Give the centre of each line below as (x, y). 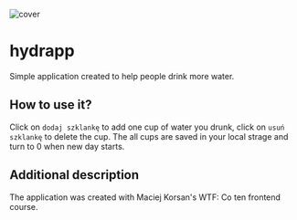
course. (24, 206)
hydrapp (42, 51)
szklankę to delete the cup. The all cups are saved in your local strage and (149, 136)
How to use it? (51, 105)
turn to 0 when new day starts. (67, 146)
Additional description (74, 175)
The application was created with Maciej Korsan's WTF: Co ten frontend (145, 197)
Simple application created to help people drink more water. (122, 76)
